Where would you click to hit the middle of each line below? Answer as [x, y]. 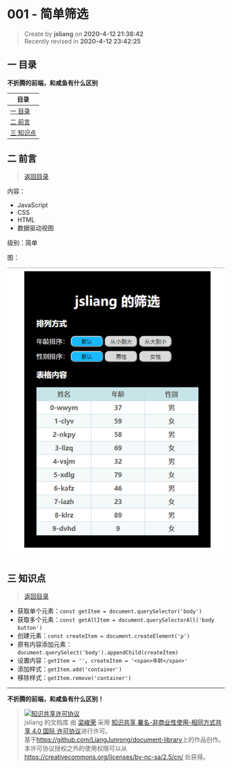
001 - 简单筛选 [48, 14]
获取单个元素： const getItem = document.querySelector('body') [109, 611]
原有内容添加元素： [45, 645]
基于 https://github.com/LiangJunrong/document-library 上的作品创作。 [124, 740]
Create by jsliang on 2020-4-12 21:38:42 [84, 34]
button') [30, 628]
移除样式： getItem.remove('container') [74, 678]
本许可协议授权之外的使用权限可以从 [76, 749]
